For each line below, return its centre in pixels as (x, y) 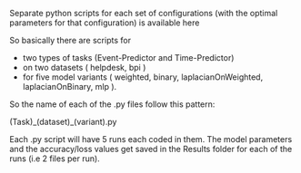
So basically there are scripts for (70, 40)
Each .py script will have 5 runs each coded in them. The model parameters (151, 139)
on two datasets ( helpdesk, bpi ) (84, 67)
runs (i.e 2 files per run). (55, 159)
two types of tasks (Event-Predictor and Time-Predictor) (128, 58)
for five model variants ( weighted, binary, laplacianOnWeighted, (143, 77)
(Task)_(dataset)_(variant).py (63, 122)
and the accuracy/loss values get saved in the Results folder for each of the (151, 149)
